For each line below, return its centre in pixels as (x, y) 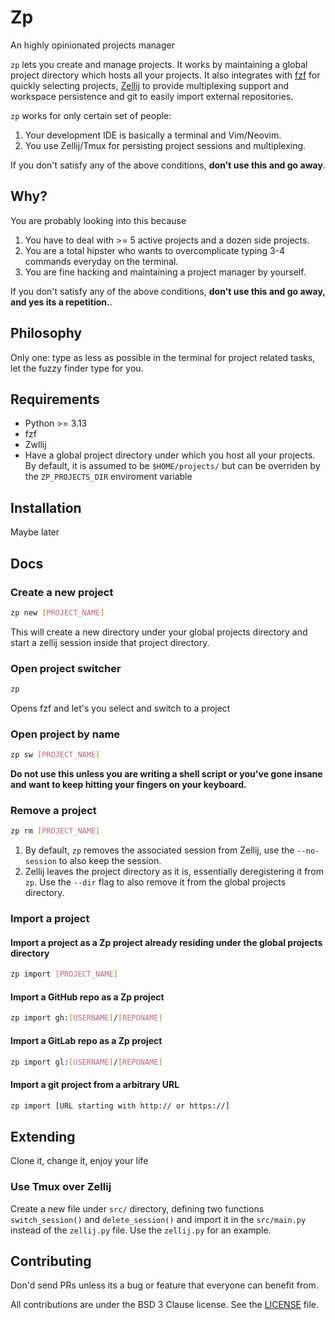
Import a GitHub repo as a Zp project (87, 997)
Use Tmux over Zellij (61, 1187)
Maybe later (35, 532)
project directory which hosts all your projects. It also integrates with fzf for (165, 75)
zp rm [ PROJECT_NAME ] (55, 831)
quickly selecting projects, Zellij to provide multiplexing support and (149, 85)
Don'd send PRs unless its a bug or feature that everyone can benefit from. (164, 1285)
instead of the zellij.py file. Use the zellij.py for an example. (141, 1230)
